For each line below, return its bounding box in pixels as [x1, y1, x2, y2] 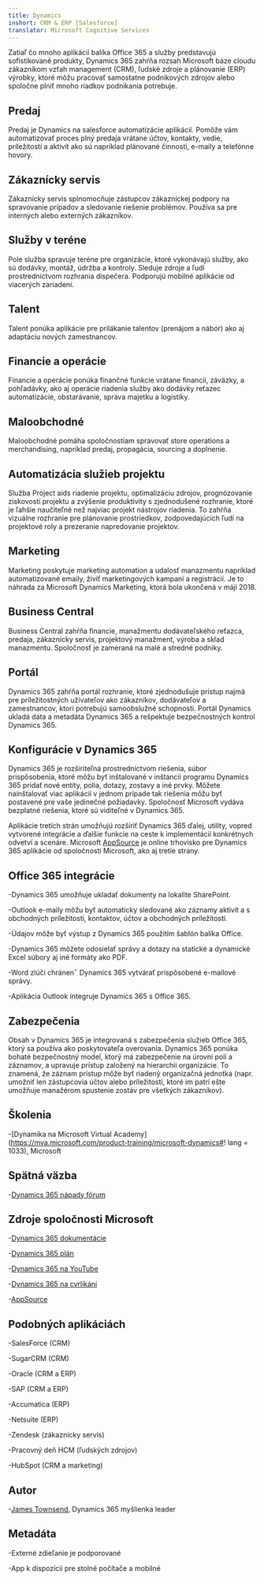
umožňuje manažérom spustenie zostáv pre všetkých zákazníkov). [8, 1085, 225, 1094]
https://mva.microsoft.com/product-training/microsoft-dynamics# [10, 1137, 225, 1147]
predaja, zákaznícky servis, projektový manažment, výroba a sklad [8, 634, 225, 643]
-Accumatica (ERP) [8, 1400, 70, 1409]
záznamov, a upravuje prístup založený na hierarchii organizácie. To [8, 1060, 229, 1069]
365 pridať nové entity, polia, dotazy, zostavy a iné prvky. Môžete [8, 781, 221, 790]
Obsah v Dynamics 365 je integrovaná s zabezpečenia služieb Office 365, [8, 1035, 248, 1045]
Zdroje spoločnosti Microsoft [8, 1212, 154, 1226]
